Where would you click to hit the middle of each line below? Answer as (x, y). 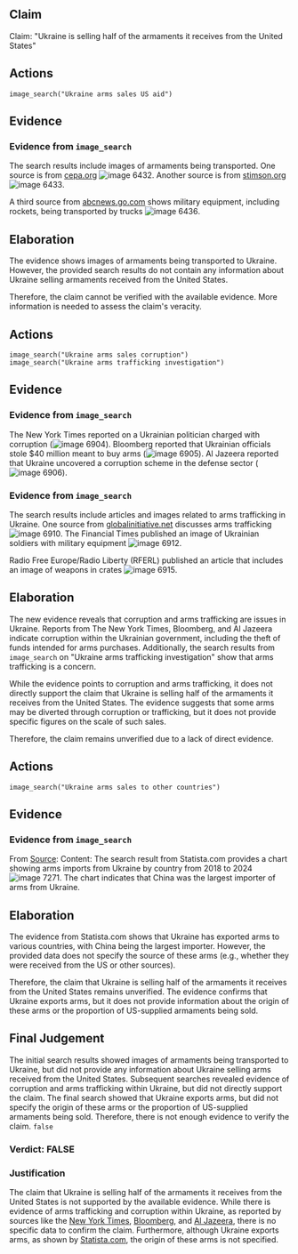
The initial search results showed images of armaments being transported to (149, 1060)
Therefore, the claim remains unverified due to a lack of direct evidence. (141, 738)
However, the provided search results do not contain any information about (147, 270)
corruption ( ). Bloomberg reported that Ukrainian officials (140, 444)
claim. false (31, 1126)
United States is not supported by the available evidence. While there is (140, 1202)
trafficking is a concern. (52, 666)
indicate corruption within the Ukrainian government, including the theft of (145, 638)
